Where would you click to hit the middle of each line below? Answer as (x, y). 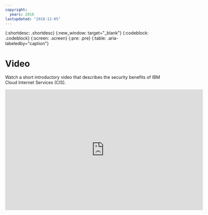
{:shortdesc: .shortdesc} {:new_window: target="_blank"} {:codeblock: (77, 33)
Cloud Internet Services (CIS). (36, 83)
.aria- (113, 38)
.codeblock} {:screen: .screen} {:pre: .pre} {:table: (56, 38)
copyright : (16, 10)
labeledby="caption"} (27, 44)
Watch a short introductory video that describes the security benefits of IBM (83, 77)
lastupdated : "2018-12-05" (33, 19)
